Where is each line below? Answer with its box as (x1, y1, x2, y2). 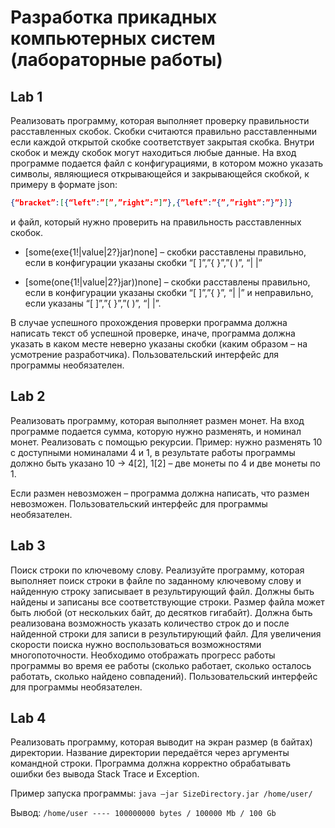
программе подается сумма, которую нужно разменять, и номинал (10, 425, 302, 437)
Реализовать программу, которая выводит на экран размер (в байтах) (10, 736, 313, 748)
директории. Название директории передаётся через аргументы (10, 747, 290, 759)
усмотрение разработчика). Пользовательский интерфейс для (10, 348, 280, 360)
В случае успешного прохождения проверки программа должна (10, 316, 288, 328)
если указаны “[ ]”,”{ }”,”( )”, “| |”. (24, 297, 162, 309)
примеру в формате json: (10, 179, 118, 190)
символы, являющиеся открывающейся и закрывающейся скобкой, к (10, 168, 310, 180)
